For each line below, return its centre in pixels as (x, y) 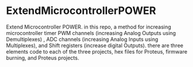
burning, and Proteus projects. (43, 58)
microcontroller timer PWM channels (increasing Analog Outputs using (91, 33)
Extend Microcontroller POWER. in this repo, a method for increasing (89, 27)
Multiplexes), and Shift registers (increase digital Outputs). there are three (95, 45)
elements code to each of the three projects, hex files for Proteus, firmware (97, 51)
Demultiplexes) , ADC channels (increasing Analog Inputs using (82, 39)
